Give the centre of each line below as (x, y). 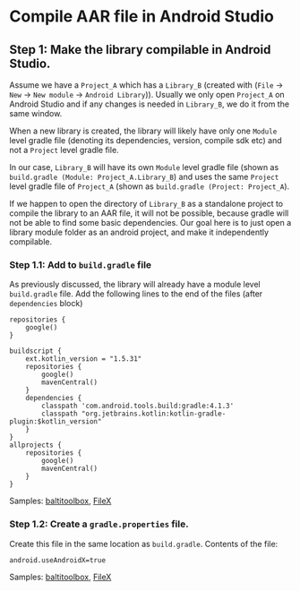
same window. (36, 113)
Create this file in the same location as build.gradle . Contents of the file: (144, 544)
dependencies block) (46, 304)
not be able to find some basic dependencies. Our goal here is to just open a (150, 223)
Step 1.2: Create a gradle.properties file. (99, 524)
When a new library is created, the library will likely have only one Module (143, 131)
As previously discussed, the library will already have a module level (135, 285)
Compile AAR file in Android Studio (142, 17)
